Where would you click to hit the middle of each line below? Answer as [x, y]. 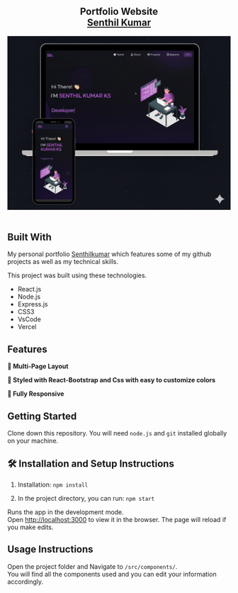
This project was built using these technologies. [77, 275]
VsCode [29, 319]
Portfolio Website [119, 12]
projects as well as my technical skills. [63, 262]
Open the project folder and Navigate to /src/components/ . [92, 566]
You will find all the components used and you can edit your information [112, 574]
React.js [29, 289]
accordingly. [25, 582]
